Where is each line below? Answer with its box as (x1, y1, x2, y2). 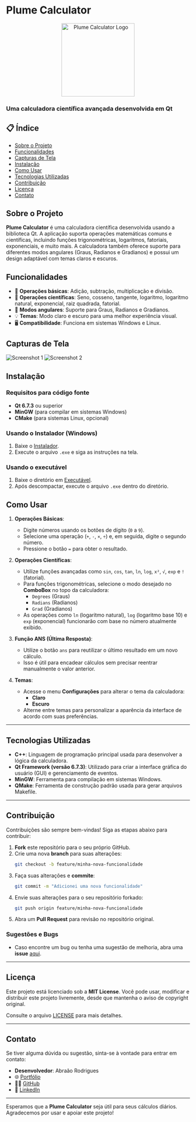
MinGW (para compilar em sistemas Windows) (14, 408, 127, 415)
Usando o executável (6, 463, 67, 471)
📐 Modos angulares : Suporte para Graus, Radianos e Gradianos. (14, 306, 170, 313)
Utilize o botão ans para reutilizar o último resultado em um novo (23, 646, 178, 654)
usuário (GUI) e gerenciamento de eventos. (14, 769, 118, 776)
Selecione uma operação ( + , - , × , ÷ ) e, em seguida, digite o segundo (23, 533, 187, 540)
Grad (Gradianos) (32, 606, 73, 613)
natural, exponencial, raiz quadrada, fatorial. (14, 300, 121, 307)
